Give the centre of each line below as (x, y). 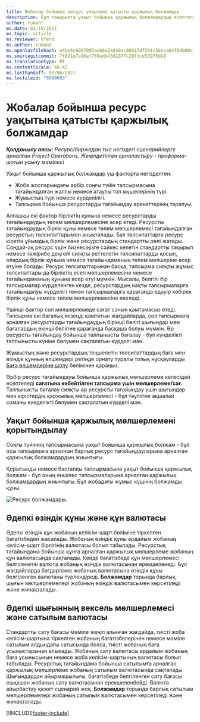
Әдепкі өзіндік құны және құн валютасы (86, 518)
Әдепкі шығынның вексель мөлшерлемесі (90, 608)
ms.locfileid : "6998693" (37, 78)
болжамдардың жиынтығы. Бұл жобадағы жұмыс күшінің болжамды (94, 481)
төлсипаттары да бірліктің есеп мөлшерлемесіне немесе (79, 273)
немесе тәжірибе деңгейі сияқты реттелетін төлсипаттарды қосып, (92, 254)
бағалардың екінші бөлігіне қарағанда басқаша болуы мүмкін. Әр (90, 329)
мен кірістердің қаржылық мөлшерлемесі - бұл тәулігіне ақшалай (90, 396)
